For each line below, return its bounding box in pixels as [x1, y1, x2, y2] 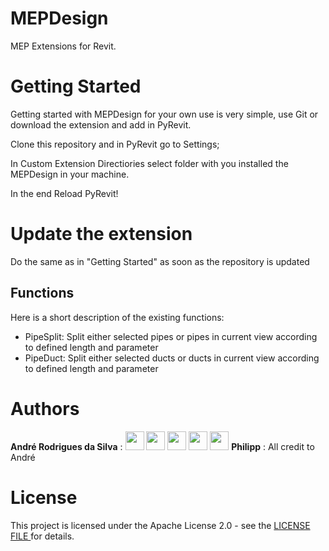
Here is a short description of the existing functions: [10, 311, 225, 323]
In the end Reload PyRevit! [10, 187, 119, 199]
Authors [10, 397, 80, 420]
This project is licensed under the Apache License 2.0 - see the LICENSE [10, 519, 311, 531]
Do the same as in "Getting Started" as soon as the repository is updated [10, 255, 310, 267]
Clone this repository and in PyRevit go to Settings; [10, 138, 220, 150]
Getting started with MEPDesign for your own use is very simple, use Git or [10, 108, 319, 120]
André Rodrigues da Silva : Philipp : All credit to [10, 440, 315, 452]
